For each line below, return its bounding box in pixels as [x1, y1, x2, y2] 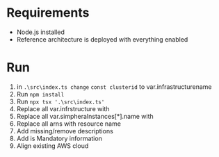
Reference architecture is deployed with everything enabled [16, 35, 188, 43]
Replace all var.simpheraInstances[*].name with [16, 112, 154, 120]
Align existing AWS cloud [16, 141, 89, 150]
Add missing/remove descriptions [16, 126, 114, 135]
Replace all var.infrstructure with [16, 104, 110, 113]
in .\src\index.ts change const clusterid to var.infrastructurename [16, 82, 212, 91]
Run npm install [16, 90, 65, 98]
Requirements [6, 5, 90, 21]
